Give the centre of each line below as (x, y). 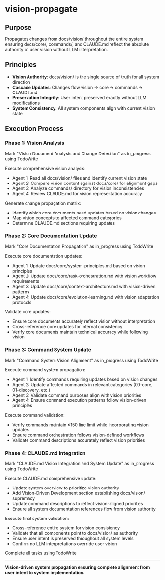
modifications (26, 103)
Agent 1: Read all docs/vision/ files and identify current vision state (80, 178)
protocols (22, 302)
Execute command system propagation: (45, 370)
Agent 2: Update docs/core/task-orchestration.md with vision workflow (84, 276)
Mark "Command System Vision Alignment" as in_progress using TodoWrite (82, 361)
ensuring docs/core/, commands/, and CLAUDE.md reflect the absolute (77, 44)
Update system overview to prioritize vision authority (66, 488)
